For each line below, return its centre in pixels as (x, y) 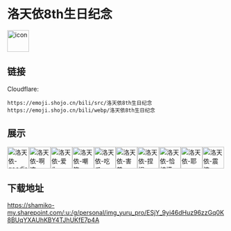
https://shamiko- (31, 205)
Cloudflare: (23, 89)
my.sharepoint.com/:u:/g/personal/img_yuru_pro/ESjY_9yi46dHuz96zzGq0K (115, 213)
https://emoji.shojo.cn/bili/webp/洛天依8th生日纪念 (81, 110)
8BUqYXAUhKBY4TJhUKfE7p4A (53, 220)
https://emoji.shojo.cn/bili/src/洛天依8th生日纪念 (80, 103)
